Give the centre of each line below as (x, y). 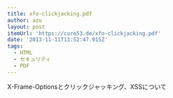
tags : (15, 46)
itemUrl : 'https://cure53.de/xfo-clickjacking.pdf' (84, 33)
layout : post (26, 27)
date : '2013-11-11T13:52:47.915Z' (58, 40)
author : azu (25, 20)
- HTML (23, 53)
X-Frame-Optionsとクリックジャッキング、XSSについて (87, 86)
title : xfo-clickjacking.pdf (50, 14)
